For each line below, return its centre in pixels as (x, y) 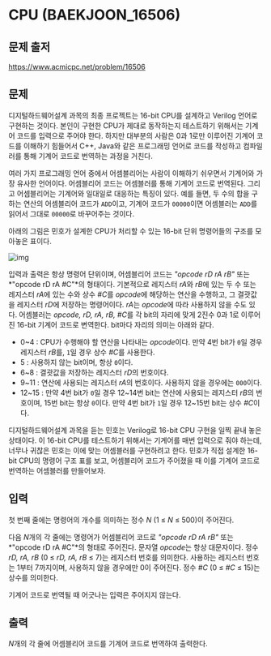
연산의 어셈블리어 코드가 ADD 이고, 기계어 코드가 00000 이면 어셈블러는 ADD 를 (140, 204)
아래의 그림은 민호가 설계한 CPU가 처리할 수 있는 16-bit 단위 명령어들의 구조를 (131, 231)
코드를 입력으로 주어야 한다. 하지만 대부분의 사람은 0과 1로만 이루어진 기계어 (135, 135)
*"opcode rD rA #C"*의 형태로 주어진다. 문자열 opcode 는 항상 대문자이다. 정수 (133, 547)
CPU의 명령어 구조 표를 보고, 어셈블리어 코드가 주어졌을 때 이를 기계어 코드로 (140, 461)
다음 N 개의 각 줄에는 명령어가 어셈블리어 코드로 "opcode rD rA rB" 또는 (121, 537)
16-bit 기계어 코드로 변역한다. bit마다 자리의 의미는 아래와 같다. (115, 324)
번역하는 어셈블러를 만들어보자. (57, 470)
